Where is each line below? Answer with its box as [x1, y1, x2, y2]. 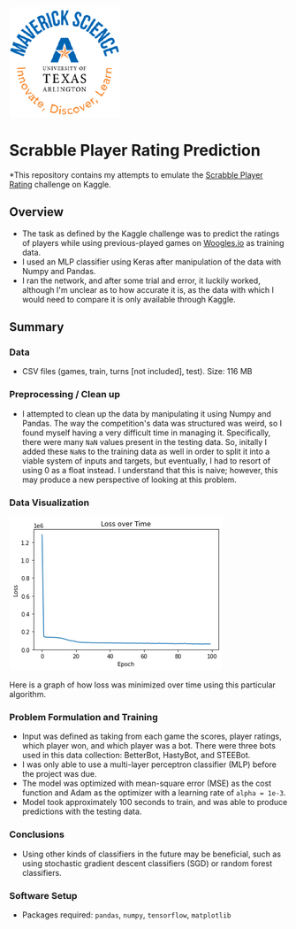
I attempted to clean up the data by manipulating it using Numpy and [21, 408, 272, 418]
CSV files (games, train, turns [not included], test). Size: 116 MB [21, 366, 254, 377]
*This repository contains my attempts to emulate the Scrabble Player [9, 169, 263, 180]
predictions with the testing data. [21, 806, 142, 817]
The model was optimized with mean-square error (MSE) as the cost [21, 778, 272, 789]
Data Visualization [9, 496, 90, 509]
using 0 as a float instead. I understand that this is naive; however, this [21, 464, 278, 475]
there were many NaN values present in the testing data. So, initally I [21, 436, 268, 447]
